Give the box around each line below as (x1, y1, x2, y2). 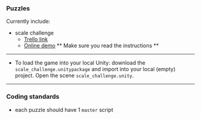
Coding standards (6, 93, 60, 101)
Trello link (23, 36, 48, 43)
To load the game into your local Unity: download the (14, 59, 145, 66)
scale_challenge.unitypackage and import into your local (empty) (14, 66, 176, 73)
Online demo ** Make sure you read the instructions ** (23, 42, 159, 49)
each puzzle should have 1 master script (14, 106, 114, 113)
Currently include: (6, 18, 51, 25)
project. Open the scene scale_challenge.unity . (14, 72, 134, 79)
